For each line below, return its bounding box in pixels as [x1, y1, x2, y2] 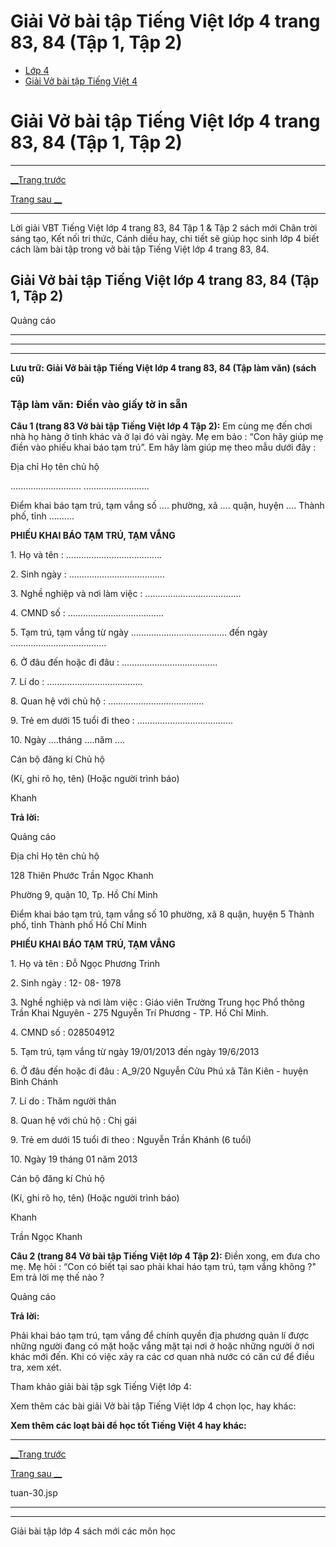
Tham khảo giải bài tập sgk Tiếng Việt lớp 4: [10, 1380, 192, 1392]
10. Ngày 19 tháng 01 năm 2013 [10, 1153, 138, 1165]
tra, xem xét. [10, 1361, 62, 1373]
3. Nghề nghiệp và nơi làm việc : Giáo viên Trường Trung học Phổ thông [10, 996, 305, 1008]
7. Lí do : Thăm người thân [10, 1095, 117, 1107]
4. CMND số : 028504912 [10, 1026, 115, 1038]
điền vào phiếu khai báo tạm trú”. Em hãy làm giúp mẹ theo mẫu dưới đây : [10, 441, 317, 453]
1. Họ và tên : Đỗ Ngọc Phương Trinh [10, 957, 161, 969]
